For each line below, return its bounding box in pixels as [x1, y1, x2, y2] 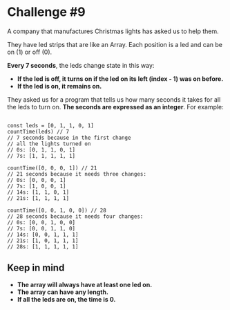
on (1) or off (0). [7, 48, 52, 56]
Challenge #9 [7, 4, 86, 20]
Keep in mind [7, 262, 65, 274]
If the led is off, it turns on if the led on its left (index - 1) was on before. [17, 74, 224, 83]
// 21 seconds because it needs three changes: [7, 170, 147, 177]
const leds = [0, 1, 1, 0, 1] [7, 122, 95, 129]
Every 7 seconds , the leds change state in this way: [7, 61, 155, 69]
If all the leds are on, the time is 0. [17, 295, 116, 303]
